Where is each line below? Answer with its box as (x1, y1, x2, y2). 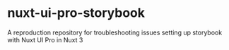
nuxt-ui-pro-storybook (7, 5, 145, 21)
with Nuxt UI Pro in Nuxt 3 (7, 35, 83, 44)
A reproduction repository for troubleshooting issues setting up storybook (7, 28, 223, 37)
